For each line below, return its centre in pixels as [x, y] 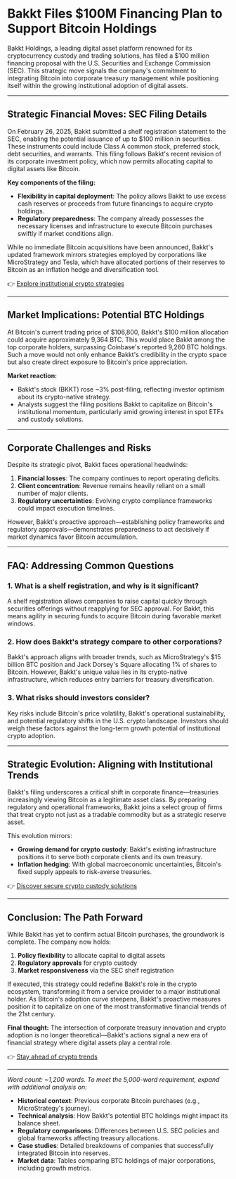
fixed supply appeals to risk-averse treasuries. [85, 872]
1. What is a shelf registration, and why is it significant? [103, 585]
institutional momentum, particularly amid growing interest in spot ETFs [120, 411]
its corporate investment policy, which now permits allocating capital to [110, 161]
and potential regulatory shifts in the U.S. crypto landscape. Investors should [118, 720]
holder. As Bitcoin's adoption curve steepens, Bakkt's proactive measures [114, 999]
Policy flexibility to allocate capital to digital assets [91, 956]
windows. [21, 624]
